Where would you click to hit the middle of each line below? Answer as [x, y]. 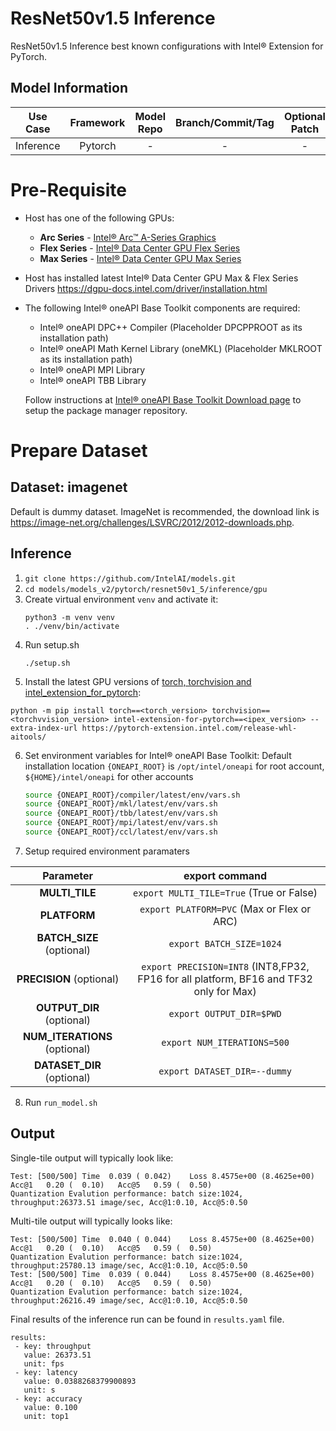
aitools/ [28, 737]
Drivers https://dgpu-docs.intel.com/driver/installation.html [146, 288]
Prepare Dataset [79, 450]
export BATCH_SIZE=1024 [225, 943]
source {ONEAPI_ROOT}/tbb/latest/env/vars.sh [121, 813]
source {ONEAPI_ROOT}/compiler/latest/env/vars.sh [132, 795]
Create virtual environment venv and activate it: [121, 599]
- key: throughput [53, 1346]
